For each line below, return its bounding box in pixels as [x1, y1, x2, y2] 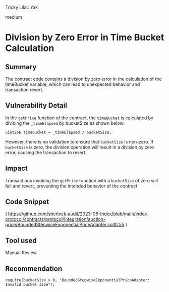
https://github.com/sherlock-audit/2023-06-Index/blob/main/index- [8, 211, 149, 217]
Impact [5, 164, 28, 173]
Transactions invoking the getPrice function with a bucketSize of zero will [5, 177, 158, 183]
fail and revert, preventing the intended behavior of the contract [5, 183, 138, 189]
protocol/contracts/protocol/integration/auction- [5, 216, 106, 222]
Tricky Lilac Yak [5, 5, 38, 10]
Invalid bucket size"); [5, 282, 55, 287]
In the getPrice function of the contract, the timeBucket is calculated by [5, 115, 154, 121]
